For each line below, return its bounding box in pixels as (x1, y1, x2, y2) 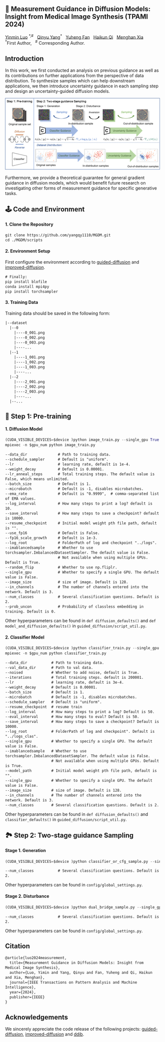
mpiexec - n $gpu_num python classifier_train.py (5, 651, 107, 656)
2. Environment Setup (5, 248, 51, 254)
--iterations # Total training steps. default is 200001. (5, 675, 144, 680)
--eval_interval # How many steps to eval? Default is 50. (5, 715, 139, 720)
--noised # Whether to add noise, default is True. (5, 670, 139, 675)
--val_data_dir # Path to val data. (5, 666, 93, 670)
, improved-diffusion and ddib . (23, 1031, 84, 1037)
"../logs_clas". (5, 734, 38, 739)
